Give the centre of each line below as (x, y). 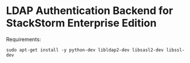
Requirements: (23, 39)
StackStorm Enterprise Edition (82, 23)
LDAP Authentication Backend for (90, 11)
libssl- (175, 50)
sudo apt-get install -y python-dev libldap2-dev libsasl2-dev (85, 50)
